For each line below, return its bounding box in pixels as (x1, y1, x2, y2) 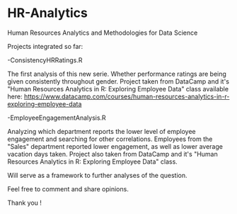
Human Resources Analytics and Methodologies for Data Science (7, 28, 198, 37)
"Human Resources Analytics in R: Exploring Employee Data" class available (7, 84, 229, 93)
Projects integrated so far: (7, 42, 83, 50)
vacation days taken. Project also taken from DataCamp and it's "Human (7, 150, 218, 158)
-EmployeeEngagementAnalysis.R (7, 113, 106, 122)
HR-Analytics (7, 5, 88, 21)
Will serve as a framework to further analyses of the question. (7, 171, 187, 179)
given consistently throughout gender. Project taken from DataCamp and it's (7, 77, 230, 86)
